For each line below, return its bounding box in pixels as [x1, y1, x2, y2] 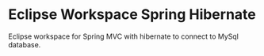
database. [8, 39, 41, 49]
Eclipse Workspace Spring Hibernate [8, 6, 256, 24]
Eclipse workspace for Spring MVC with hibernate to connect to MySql [8, 32, 239, 41]
